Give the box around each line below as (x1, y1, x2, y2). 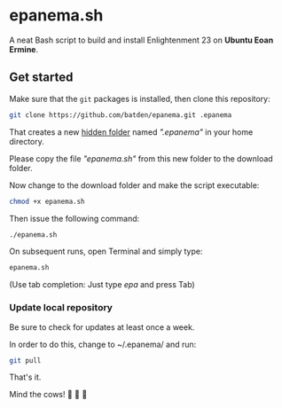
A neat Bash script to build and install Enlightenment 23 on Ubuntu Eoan (9, 35, 274, 45)
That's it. (9, 372, 42, 382)
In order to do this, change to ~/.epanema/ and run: (9, 339, 197, 349)
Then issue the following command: (9, 213, 140, 224)
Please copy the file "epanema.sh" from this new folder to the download (9, 153, 273, 164)
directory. (9, 136, 44, 146)
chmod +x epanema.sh (9, 197, 86, 206)
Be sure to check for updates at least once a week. (9, 321, 195, 333)
